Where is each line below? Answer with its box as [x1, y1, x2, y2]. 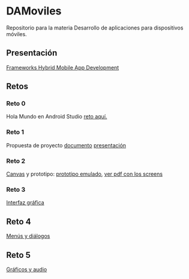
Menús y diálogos [6, 233, 50, 240]
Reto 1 [6, 128, 25, 136]
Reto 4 [6, 216, 31, 227]
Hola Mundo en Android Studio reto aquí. [6, 113, 107, 120]
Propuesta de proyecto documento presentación [6, 141, 127, 149]
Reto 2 [6, 156, 26, 165]
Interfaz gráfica [6, 199, 44, 206]
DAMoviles [6, 4, 62, 18]
